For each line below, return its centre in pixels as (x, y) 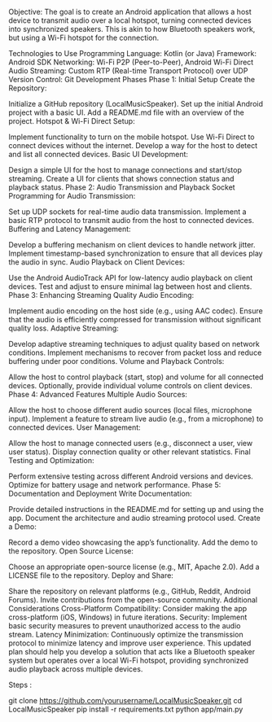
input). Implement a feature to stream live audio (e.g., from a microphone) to (136, 419)
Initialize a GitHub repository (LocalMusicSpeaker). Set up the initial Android (136, 104)
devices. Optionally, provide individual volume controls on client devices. (130, 385)
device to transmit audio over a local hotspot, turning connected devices (130, 20)
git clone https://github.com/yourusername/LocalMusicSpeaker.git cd (125, 700)
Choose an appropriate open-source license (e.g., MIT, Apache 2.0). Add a (134, 567)
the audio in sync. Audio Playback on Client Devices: (97, 262)
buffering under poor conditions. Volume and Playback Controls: (116, 361)
